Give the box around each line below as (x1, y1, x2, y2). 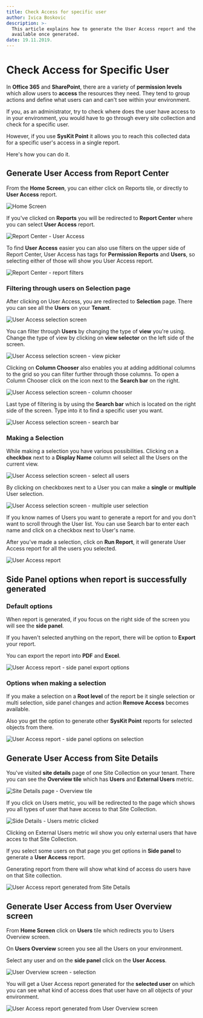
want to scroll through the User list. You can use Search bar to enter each (6, 520, 189, 527)
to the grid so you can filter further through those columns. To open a (6, 370, 179, 378)
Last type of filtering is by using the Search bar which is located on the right (6, 401, 196, 408)
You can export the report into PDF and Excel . (6, 652, 121, 660)
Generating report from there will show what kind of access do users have (6, 865, 192, 873)
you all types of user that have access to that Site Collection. (6, 806, 157, 813)
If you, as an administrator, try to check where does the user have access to (6, 107, 195, 115)
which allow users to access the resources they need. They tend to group (6, 89, 190, 97)
